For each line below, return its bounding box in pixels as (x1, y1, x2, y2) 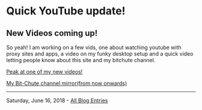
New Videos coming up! (6, 28, 98, 38)
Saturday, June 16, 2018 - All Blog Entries (6, 97, 108, 104)
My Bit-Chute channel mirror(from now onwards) (6, 80, 127, 87)
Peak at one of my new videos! (6, 68, 83, 75)
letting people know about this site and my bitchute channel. (6, 57, 156, 63)
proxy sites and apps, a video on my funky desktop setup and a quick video (6, 50, 194, 57)
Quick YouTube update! (6, 4, 126, 18)
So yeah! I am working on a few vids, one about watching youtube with (6, 44, 182, 51)
